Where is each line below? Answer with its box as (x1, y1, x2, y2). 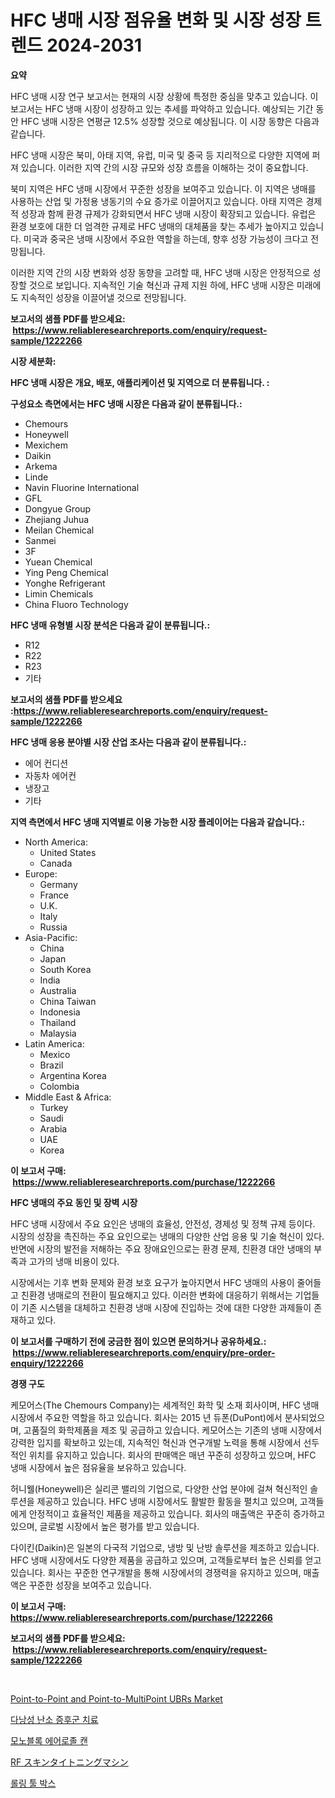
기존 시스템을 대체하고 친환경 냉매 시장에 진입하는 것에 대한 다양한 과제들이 (20, 1301, 312, 1313)
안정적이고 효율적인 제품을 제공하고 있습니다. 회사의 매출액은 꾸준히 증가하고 (28, 1507, 326, 1520)
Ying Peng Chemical (24, 566, 109, 578)
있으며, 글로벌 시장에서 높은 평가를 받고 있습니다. (10, 1520, 200, 1532)
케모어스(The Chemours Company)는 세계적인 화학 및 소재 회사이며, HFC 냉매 (10, 1399, 320, 1411)
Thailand (39, 1016, 77, 1028)
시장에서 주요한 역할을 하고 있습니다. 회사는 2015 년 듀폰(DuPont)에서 (10, 1411, 283, 1423)
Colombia (39, 1080, 80, 1092)
